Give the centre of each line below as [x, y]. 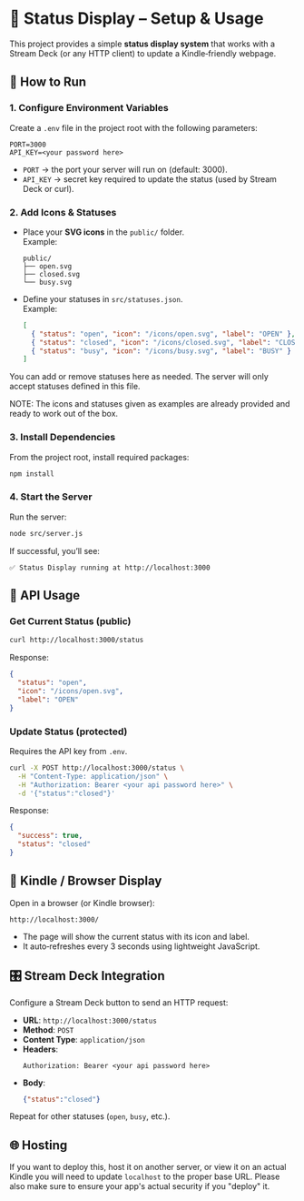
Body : [34, 1083]
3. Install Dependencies [63, 438]
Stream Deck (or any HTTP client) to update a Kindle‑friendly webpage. [143, 53]
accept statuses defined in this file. [75, 387]
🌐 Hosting [39, 1145]
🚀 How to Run [48, 82]
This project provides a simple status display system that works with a [142, 44]
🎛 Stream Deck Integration [87, 976]
